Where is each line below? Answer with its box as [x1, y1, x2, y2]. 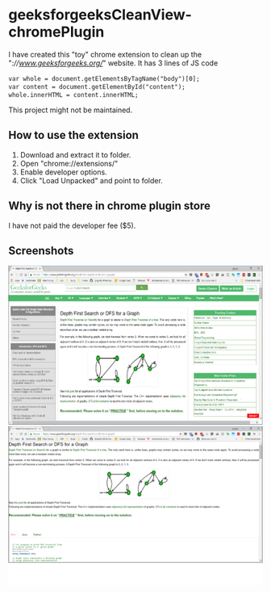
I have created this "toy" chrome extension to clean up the [8, 49, 202, 59]
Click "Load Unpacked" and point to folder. [19, 175, 163, 185]
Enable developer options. [19, 167, 107, 177]
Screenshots [8, 244, 74, 258]
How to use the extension [8, 128, 140, 142]
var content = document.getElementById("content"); [8, 82, 186, 90]
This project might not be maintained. [8, 105, 133, 115]
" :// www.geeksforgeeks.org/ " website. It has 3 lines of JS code [8, 58, 219, 68]
